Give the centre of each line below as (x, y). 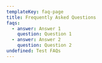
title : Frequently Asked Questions (51, 17)
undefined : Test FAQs (34, 51)
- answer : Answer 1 (36, 28)
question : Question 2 (44, 46)
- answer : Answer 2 (36, 40)
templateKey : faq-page (35, 12)
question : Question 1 (44, 34)
